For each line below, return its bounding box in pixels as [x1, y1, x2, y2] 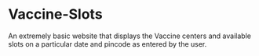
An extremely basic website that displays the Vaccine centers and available [8, 31, 251, 40]
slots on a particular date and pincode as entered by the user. [8, 39, 207, 48]
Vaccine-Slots [8, 5, 104, 23]
